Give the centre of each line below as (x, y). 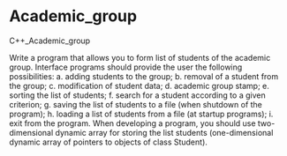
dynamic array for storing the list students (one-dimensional (164, 132)
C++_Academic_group (50, 41)
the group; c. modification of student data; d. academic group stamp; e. (139, 85)
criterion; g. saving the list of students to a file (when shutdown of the (136, 104)
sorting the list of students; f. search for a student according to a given (138, 95)
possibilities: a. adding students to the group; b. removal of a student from (144, 76)
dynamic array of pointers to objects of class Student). (108, 142)
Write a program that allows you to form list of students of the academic (140, 57)
